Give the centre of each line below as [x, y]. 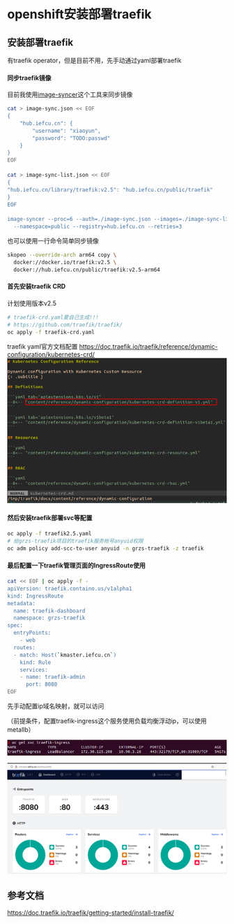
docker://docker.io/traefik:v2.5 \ [65, 262]
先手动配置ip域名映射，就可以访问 [56, 706]
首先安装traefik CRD [37, 287]
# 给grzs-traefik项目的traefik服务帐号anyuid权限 [76, 541]
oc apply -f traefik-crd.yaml [51, 332]
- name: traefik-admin [53, 677]
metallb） [21, 730]
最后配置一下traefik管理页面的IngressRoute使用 [77, 565]
